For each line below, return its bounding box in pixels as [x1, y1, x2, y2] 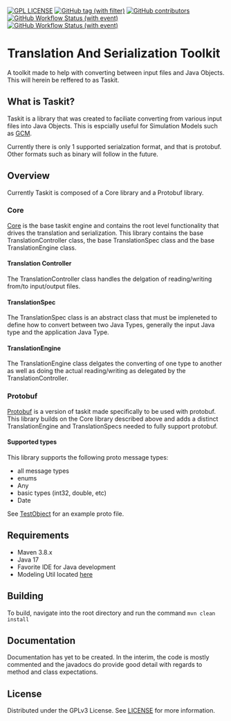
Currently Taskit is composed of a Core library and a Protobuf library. [7, 188, 204, 197]
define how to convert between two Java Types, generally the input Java [7, 321, 215, 329]
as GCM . [7, 129, 33, 137]
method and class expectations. [7, 668, 98, 676]
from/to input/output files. [7, 282, 81, 290]
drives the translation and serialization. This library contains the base [7, 229, 204, 237]
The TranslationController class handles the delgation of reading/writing [7, 275, 212, 284]
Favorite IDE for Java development [17, 562, 116, 571]
